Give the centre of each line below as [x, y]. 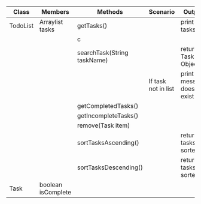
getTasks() [92, 25]
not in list [162, 88]
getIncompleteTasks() [108, 115]
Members [56, 12]
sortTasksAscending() [108, 142]
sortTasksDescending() [110, 167]
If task [157, 81]
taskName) [92, 60]
